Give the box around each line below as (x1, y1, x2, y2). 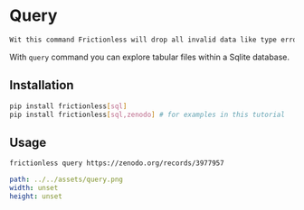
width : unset (9, 183, 59, 192)
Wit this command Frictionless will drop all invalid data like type (9, 35, 278, 44)
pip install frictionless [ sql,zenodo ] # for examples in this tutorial (9, 110, 285, 119)
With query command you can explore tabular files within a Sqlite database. (9, 51, 290, 62)
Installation (9, 78, 74, 93)
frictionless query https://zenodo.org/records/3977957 (9, 159, 224, 168)
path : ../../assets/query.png (9, 175, 124, 185)
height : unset (9, 191, 63, 201)
